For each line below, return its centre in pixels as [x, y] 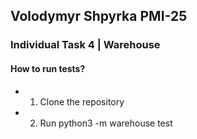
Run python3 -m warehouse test [106, 123]
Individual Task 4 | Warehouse [85, 45]
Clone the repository [82, 101]
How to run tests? [48, 68]
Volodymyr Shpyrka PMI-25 [99, 16]
